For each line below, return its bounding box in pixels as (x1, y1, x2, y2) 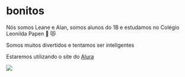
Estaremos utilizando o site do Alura (6, 53, 94, 60)
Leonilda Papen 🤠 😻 (6, 30, 56, 37)
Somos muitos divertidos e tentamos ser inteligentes (6, 41, 135, 49)
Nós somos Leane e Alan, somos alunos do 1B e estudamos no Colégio (6, 24, 180, 31)
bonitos (6, 4, 44, 18)
